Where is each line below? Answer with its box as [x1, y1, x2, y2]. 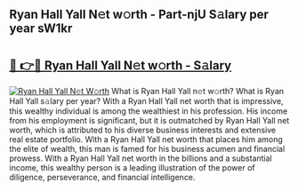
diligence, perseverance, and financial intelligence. [9, 172, 196, 182]
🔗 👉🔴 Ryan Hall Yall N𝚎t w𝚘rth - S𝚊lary [9, 58, 232, 73]
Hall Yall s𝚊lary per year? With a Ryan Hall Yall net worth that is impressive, [9, 96, 284, 106]
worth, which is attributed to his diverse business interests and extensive [9, 124, 277, 135]
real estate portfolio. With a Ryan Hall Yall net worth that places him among [9, 134, 283, 145]
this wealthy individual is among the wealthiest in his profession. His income [9, 106, 288, 116]
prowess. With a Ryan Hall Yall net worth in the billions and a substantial [9, 153, 273, 163]
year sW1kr [9, 21, 73, 36]
